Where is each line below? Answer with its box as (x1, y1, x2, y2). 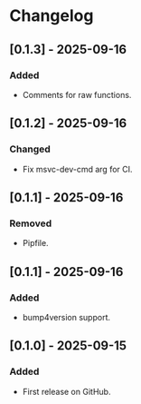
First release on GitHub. (22, 386, 111, 397)
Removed (9, 217, 52, 230)
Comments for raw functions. (22, 89, 132, 100)
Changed (9, 143, 52, 155)
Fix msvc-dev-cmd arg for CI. (22, 163, 133, 174)
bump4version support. (22, 311, 111, 322)
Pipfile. (22, 238, 49, 249)
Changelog (9, 5, 94, 26)
